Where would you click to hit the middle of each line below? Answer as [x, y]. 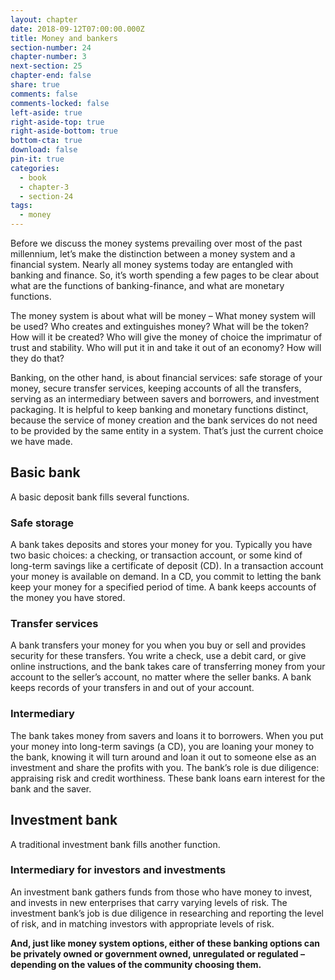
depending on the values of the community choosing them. [136, 964]
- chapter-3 [44, 187]
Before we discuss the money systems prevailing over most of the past [156, 243]
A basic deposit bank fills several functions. [100, 497]
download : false [44, 150]
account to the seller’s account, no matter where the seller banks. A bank [161, 677]
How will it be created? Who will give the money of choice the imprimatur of [166, 337]
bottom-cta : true [46, 141]
